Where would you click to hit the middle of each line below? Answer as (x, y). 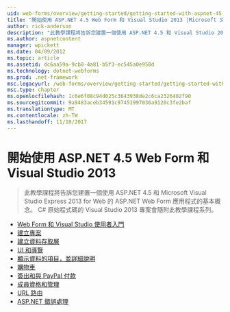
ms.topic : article (33, 58)
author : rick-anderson (39, 26)
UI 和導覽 (30, 250)
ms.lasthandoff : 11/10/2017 (47, 122)
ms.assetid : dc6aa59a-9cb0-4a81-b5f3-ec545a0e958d (81, 64)
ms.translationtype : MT (41, 109)
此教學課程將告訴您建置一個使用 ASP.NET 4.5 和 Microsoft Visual (115, 193)
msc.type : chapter (33, 90)
